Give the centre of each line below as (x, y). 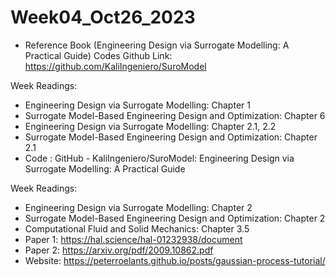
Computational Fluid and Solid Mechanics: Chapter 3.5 (137, 228)
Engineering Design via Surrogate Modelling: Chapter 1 (137, 105)
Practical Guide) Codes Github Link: (98, 55)
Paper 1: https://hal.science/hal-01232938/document (133, 239)
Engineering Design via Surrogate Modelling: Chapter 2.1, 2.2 (150, 126)
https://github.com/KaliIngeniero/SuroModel (115, 66)
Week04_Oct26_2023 (103, 17)
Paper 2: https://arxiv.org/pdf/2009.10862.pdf (119, 250)
